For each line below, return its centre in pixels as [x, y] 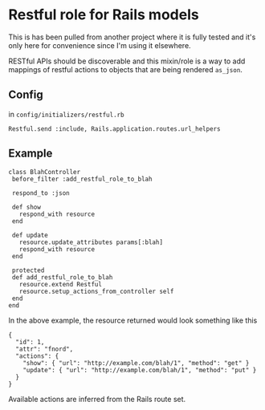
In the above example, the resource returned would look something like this [133, 320]
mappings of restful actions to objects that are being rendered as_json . [126, 69]
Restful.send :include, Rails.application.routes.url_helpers [114, 129]
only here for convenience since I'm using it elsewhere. [100, 45]
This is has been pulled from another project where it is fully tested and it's [132, 37]
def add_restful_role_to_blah [62, 277]
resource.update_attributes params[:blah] [91, 242]
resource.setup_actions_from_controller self [96, 291]
